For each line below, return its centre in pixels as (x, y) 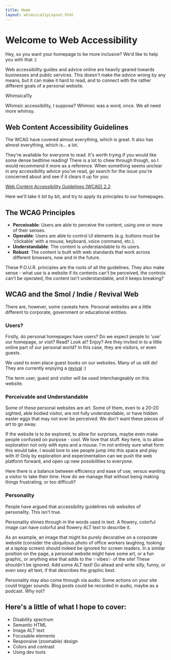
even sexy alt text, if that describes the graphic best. (60, 570)
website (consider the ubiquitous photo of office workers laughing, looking (84, 542)
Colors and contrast (33, 646)
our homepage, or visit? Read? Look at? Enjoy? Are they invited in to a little (84, 342)
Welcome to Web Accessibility (71, 40)
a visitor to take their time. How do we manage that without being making (82, 477)
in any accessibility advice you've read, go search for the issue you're (79, 171)
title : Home (18, 10)
